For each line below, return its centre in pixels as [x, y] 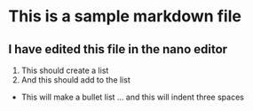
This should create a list [65, 70]
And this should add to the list [75, 80]
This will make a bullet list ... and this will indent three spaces [133, 97]
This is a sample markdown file [125, 16]
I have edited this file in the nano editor [118, 49]
